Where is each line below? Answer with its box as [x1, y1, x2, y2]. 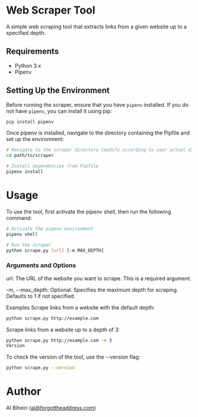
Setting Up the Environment [6, 86, 110, 96]
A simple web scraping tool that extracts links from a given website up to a [6, 23, 187, 30]
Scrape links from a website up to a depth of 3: [6, 326, 120, 333]
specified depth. [6, 29, 46, 36]
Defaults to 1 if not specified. [6, 293, 75, 300]
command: [6, 214, 32, 221]
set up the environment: [6, 136, 64, 143]
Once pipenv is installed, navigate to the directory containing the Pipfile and [6, 129, 190, 136]
